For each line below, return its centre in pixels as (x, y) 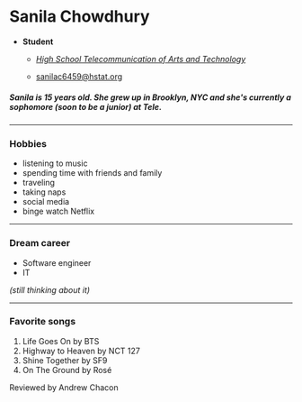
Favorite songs (43, 322)
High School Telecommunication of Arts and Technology (141, 59)
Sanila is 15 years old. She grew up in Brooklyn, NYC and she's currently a (151, 97)
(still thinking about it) (50, 289)
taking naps (44, 192)
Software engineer (57, 262)
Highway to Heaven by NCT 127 (81, 351)
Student (38, 41)
